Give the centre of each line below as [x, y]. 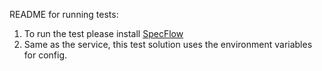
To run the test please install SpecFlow [103, 33]
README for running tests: [64, 14]
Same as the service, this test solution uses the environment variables [168, 44]
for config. [45, 55]
